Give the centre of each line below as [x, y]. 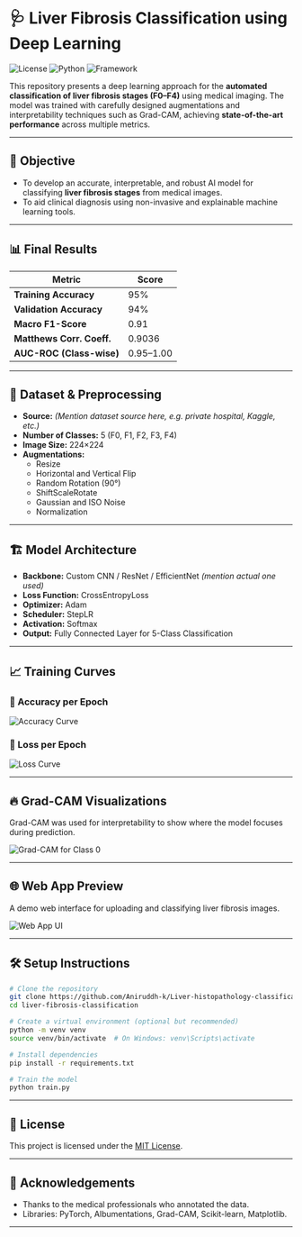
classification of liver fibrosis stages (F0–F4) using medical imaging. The [147, 96]
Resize [48, 464]
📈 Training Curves [63, 672]
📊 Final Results [53, 250]
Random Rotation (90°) [78, 483]
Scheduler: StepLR [58, 614]
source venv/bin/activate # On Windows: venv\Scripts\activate [132, 1038]
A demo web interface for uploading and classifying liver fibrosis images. [145, 908]
